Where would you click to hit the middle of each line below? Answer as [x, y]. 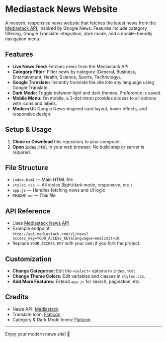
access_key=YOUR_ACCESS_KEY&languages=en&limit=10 [66, 239]
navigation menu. [23, 39]
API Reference [28, 211]
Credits [17, 297]
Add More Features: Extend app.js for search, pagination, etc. [76, 281]
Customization [29, 259]
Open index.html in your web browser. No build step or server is [78, 147]
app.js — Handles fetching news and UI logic [59, 190]
